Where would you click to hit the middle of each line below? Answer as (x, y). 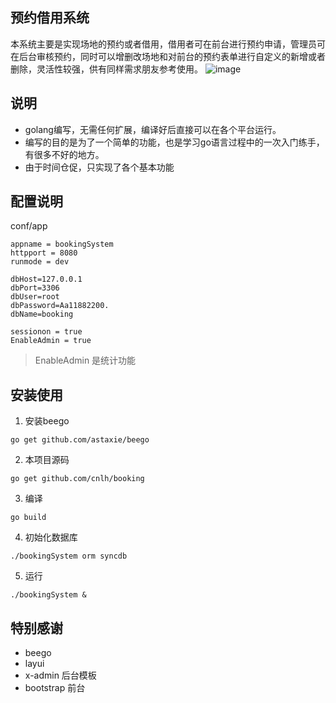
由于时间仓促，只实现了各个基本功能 (99, 167)
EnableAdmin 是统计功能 (85, 360)
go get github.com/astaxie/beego (80, 440)
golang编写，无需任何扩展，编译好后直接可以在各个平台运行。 (153, 129)
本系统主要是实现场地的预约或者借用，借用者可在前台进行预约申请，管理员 (163, 44)
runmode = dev (40, 262)
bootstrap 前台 (55, 688)
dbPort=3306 (35, 288)
